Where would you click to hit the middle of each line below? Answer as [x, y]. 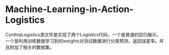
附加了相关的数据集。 [32, 47]
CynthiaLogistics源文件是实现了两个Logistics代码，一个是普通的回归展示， [83, 34]
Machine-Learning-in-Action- [70, 9]
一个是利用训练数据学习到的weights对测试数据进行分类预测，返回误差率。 [82, 41]
